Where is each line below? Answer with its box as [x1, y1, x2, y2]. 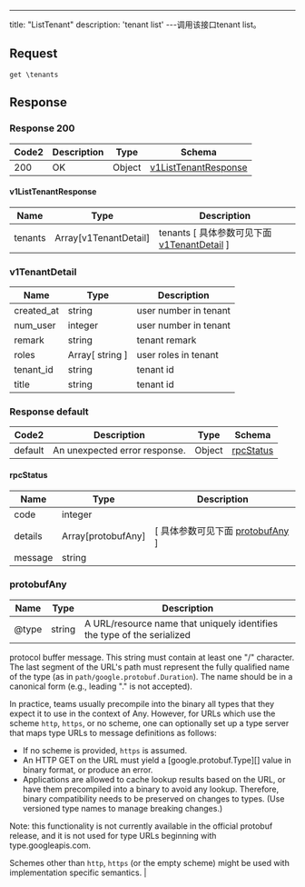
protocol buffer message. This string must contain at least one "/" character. [9, 652, 295, 663]
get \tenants [9, 70, 59, 79]
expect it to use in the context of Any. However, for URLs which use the [9, 708, 276, 719]
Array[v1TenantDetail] [54, 231, 151, 244]
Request [9, 46, 58, 62]
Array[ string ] [67, 349, 129, 361]
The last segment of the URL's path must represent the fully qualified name [9, 661, 290, 673]
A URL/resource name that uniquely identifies [84, 617, 279, 630]
